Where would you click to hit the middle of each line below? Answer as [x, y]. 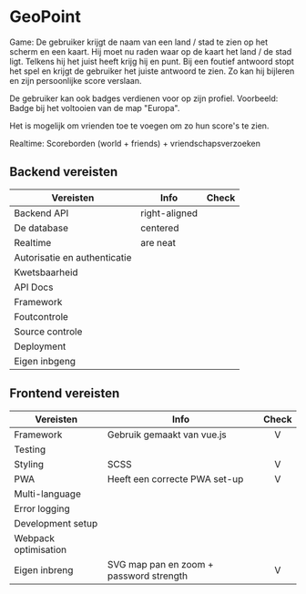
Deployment [40, 346]
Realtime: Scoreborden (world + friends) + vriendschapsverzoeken [135, 143]
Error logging [42, 508]
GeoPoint [46, 17]
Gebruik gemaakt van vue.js [167, 435]
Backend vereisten [64, 172]
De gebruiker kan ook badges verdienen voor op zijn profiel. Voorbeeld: [144, 98]
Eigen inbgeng [45, 361]
